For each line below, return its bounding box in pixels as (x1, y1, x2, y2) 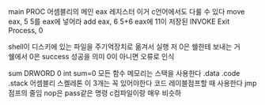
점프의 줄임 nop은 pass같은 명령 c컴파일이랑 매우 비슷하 (8, 88, 182, 97)
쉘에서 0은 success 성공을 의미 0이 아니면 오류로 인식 (8, 52, 175, 61)
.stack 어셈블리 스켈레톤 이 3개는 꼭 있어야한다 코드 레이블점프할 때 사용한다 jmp (8, 78, 257, 88)
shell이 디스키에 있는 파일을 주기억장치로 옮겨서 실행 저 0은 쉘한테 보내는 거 (8, 42, 241, 51)
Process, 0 (8, 26, 44, 35)
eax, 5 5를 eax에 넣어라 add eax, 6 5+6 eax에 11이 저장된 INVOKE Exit (8, 17, 230, 26)
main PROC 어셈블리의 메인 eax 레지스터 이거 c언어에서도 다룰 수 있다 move (8, 7, 245, 16)
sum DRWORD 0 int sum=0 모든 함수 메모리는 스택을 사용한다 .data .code (8, 69, 240, 77)
